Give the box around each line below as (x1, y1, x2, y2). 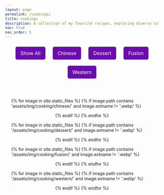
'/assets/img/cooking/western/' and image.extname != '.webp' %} (11, 176, 143, 181)
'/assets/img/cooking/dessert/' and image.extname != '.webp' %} (11, 127, 143, 133)
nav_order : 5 (5, 30, 32, 35)
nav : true (5, 25, 25, 30)
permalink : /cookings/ (5, 12, 51, 17)
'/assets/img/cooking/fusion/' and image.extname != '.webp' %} (11, 151, 140, 157)
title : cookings (5, 16, 38, 21)
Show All (20, 50, 41, 56)
